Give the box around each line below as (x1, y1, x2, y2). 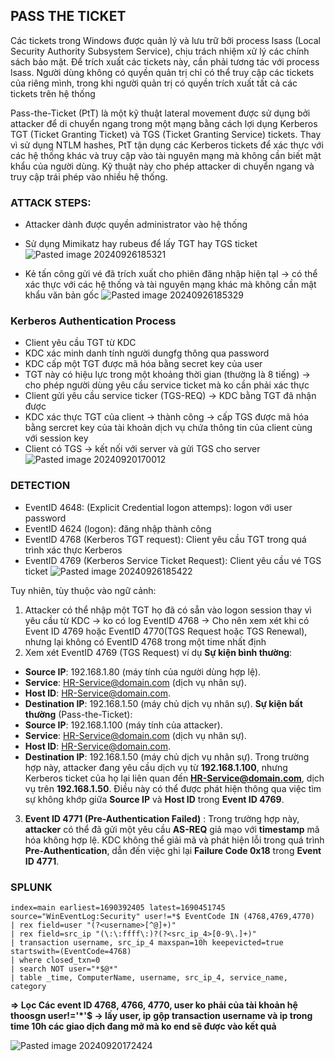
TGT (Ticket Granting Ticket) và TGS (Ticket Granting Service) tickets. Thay (10, 128, 322, 140)
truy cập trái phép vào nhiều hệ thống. (10, 170, 168, 183)
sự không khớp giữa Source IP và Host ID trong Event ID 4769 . (24, 793, 285, 805)
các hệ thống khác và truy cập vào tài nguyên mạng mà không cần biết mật (10, 149, 322, 161)
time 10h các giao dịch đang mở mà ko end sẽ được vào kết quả (10, 1020, 277, 1032)
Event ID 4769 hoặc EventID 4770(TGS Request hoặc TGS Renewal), (24, 625, 308, 637)
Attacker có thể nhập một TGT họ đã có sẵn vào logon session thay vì (24, 604, 312, 616)
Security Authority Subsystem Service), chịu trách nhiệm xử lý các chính (10, 45, 310, 57)
